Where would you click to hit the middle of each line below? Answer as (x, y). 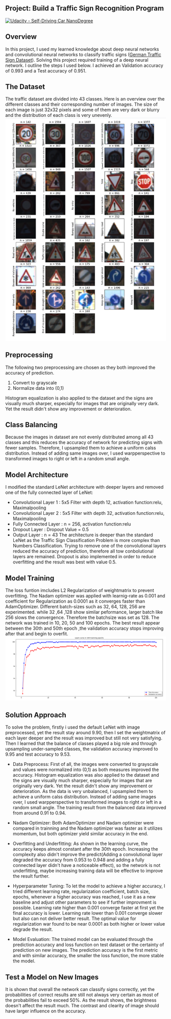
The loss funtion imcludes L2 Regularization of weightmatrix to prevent (80, 590)
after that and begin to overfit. (37, 634)
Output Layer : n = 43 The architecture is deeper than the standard (83, 535)
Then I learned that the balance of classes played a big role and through (81, 743)
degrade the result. (33, 929)
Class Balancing (31, 425)
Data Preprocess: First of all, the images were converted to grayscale (86, 764)
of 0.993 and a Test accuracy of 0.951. (46, 70)
